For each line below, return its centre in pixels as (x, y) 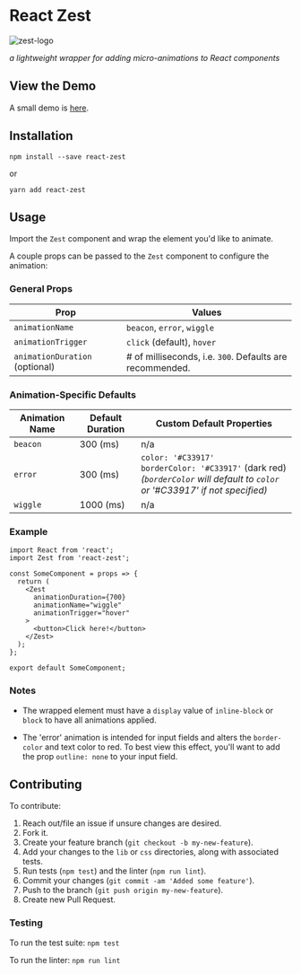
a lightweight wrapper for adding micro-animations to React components (145, 57)
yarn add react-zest (48, 189)
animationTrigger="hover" (81, 613)
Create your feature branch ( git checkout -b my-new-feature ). (138, 842)
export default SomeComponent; (68, 668)
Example (29, 531)
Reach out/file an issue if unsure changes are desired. (122, 823)
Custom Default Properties (214, 423)
